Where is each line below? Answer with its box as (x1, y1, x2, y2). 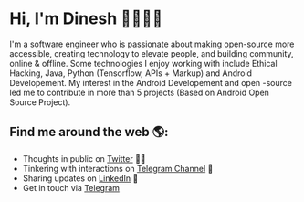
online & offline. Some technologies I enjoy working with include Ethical (9, 58, 278, 69)
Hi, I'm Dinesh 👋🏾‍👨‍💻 (9, 8, 163, 29)
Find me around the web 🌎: (9, 124, 169, 140)
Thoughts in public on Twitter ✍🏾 (22, 153, 146, 164)
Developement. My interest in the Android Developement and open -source (9, 77, 292, 88)
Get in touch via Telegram (22, 182, 121, 193)
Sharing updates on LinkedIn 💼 (22, 173, 139, 184)
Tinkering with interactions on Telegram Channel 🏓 (22, 163, 214, 174)
